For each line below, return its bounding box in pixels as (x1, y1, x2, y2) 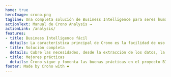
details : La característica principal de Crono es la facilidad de (10, 41, 156, 46)
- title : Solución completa (5, 45, 65, 50)
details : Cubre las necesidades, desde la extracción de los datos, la (10, 50, 165, 55)
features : (5, 31, 26, 36)
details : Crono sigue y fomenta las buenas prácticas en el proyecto (10, 59, 160, 64)
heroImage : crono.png (5, 12, 51, 17)
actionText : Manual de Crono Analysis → (5, 21, 93, 27)
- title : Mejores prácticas (5, 54, 65, 60)
